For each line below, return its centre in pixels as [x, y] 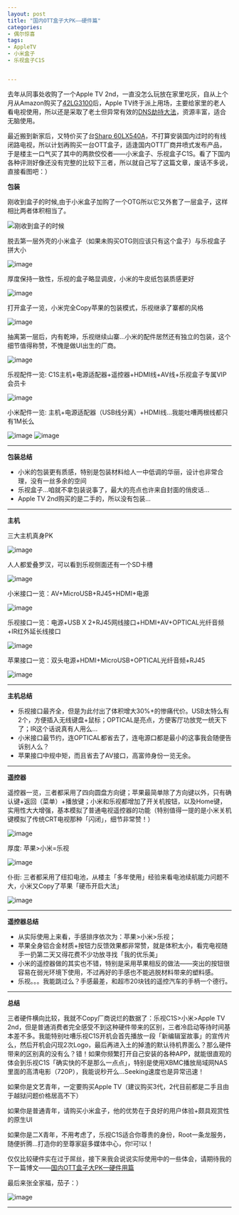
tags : [15, 41]
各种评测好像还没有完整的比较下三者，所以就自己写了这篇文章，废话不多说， [119, 162]
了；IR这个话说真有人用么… [58, 729]
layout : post [27, 14]
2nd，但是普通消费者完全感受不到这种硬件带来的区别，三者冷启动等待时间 [116, 1027]
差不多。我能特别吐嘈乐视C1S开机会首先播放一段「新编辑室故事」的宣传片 [122, 1036]
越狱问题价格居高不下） [48, 1095]
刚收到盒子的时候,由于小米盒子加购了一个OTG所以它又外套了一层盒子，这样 [118, 202]
